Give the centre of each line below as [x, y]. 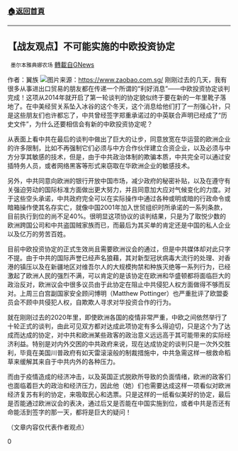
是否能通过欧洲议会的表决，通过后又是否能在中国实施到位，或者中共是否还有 [119, 403]
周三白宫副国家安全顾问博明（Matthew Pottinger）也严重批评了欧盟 [124, 294]
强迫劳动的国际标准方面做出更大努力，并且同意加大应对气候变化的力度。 [119, 190]
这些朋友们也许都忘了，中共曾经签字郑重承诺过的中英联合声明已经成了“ [117, 116]
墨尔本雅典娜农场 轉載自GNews [52, 65]
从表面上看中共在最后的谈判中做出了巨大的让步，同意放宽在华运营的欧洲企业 [119, 139]
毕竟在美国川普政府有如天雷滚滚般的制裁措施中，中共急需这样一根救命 [122, 353]
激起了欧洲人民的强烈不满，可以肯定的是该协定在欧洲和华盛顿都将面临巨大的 [119, 276]
